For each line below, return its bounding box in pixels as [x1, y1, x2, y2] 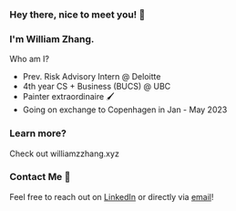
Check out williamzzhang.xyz [9, 148, 120, 159]
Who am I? [9, 54, 50, 65]
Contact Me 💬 [9, 171, 71, 184]
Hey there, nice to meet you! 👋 [9, 8, 146, 21]
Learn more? [9, 127, 67, 140]
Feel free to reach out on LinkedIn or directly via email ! [9, 191, 214, 202]
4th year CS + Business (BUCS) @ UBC [22, 81, 171, 92]
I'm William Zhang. [9, 32, 95, 45]
